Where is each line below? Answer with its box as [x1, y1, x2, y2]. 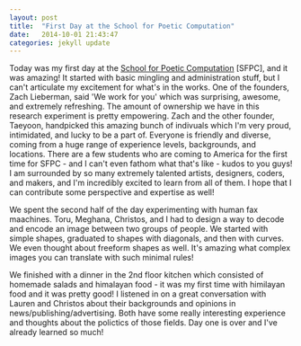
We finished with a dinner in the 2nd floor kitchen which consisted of [9, 270, 264, 280]
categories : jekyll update [9, 38, 111, 48]
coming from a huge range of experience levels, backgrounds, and [9, 139, 256, 150]
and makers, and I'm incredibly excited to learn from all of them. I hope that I [9, 177, 292, 189]
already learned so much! [9, 327, 104, 338]
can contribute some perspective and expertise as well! [9, 187, 215, 198]
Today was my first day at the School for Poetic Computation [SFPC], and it [9, 63, 288, 74]
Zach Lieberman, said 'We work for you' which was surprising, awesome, [9, 92, 281, 102]
